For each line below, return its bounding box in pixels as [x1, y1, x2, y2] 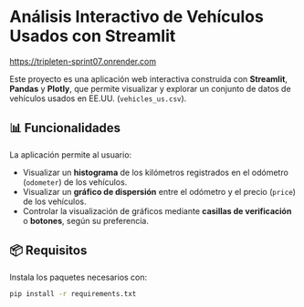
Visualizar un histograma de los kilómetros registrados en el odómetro [22, 167, 289, 178]
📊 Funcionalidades [9, 120, 121, 136]
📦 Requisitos [9, 243, 88, 259]
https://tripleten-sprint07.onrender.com [9, 56, 157, 67]
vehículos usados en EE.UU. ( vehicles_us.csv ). [9, 93, 187, 104]
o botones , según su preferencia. [22, 215, 149, 226]
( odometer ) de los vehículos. [22, 176, 128, 188]
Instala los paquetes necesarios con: [9, 271, 148, 282]
